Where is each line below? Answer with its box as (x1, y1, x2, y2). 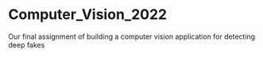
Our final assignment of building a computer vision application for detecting (8, 32, 256, 41)
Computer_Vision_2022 (8, 6, 168, 24)
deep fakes (8, 40, 45, 49)
